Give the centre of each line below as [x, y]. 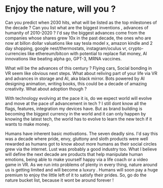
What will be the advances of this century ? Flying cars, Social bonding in [79, 68]
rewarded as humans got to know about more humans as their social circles [81, 144]
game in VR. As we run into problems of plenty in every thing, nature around [81, 165]
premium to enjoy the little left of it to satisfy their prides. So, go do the [76, 175]
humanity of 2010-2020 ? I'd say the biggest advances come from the [75, 33]
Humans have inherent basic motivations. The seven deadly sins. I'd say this [81, 133]
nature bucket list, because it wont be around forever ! [59, 180]
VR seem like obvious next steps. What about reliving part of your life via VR [81, 73]
